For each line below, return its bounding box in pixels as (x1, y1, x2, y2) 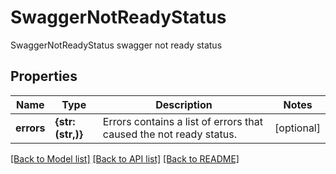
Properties (10, 68, 78, 85)
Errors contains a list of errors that (102, 114, 263, 128)
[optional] (274, 121, 321, 135)
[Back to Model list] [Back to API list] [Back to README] (10, 152, 240, 165)
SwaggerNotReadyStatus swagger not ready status (10, 39, 223, 51)
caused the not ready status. (102, 127, 237, 141)
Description (155, 97, 213, 111)
